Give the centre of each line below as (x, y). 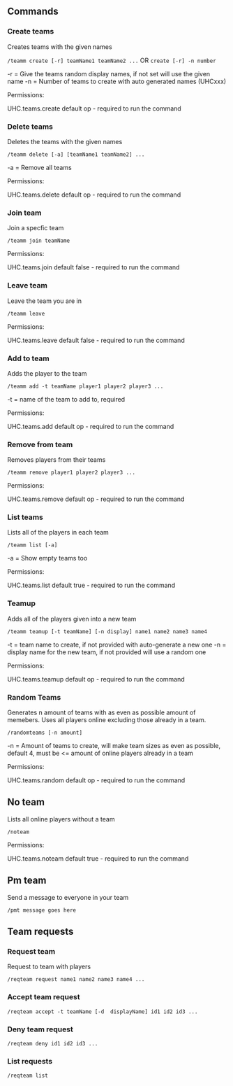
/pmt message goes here (42, 910)
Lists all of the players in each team (58, 533)
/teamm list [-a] (32, 545)
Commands (33, 12)
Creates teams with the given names (60, 47)
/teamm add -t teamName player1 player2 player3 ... (85, 386)
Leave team (27, 285)
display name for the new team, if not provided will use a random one (107, 652)
